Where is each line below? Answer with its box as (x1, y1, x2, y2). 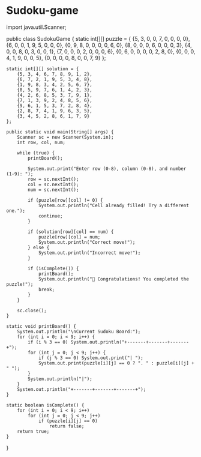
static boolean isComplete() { (6, 402, 85, 408)
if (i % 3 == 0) (28, 339, 68, 345)
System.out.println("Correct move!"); (38, 239, 136, 245)
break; (38, 286, 55, 292)
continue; (38, 213, 63, 219)
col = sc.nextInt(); (28, 181, 79, 187)
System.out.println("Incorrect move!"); (38, 250, 141, 256)
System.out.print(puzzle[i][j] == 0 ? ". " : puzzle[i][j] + (38, 360, 195, 366)
